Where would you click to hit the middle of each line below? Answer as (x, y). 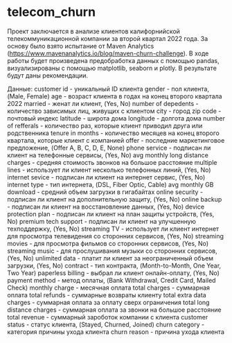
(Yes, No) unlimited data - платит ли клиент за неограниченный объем (110, 258)
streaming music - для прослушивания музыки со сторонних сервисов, (113, 251)
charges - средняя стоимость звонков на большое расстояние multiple (112, 162)
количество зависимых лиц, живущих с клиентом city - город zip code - (114, 111)
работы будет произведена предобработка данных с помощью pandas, (113, 60)
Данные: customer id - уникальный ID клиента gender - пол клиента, (108, 89)
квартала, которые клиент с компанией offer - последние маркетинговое (116, 140)
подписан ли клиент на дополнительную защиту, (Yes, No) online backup (115, 199)
